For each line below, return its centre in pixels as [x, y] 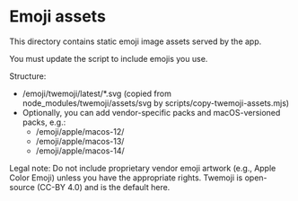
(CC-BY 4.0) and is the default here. [104, 187]
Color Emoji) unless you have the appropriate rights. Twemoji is [126, 178]
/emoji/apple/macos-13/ [80, 141]
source [22, 187]
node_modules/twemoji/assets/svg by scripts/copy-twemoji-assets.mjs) [156, 103]
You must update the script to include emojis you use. [109, 58]
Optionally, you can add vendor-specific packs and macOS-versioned [151, 112]
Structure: [28, 76]
